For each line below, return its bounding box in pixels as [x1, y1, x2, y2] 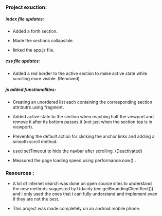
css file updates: [5, 58, 40, 64]
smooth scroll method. [12, 138, 58, 144]
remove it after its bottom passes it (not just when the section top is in [12, 119, 153, 125]
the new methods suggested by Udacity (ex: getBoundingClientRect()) [12, 186, 154, 192]
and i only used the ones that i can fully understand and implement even [12, 191, 158, 197]
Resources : [5, 169, 35, 176]
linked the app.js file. [12, 47, 54, 53]
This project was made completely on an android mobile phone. [12, 206, 141, 212]
